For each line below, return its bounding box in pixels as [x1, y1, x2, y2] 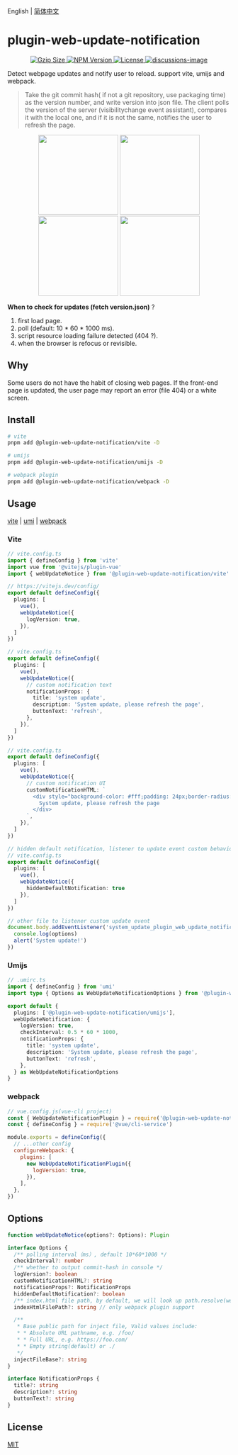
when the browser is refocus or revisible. [17, 339, 137, 347]
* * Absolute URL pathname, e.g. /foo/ [16, 1330, 135, 1337]
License [7, 1421, 43, 1434]
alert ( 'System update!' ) [13, 937, 87, 945]
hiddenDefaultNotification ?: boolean [13, 1290, 125, 1298]
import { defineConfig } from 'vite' [7, 556, 119, 564]
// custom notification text [25, 681, 113, 688]
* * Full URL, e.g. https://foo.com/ [16, 1336, 129, 1344]
